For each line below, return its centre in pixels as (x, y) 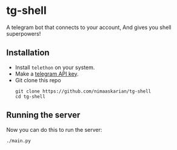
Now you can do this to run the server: (54, 129)
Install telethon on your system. (55, 67)
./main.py (19, 141)
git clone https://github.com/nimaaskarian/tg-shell (83, 91)
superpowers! (24, 33)
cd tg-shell (30, 96)
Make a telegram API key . (47, 74)
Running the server (43, 115)
